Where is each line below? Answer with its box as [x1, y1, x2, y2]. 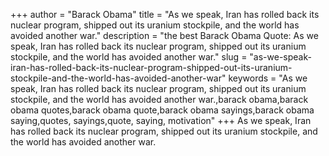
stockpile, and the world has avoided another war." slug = [10, 51, 248, 63]
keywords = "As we [228, 72, 308, 84]
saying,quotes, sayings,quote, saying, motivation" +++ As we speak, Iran [10, 115, 312, 126]
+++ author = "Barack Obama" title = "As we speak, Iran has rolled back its [10, 9, 320, 20]
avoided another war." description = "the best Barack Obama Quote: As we [10, 30, 319, 41]
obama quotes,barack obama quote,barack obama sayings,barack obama [10, 104, 315, 116]
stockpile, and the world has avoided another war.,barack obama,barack [10, 94, 309, 105]
